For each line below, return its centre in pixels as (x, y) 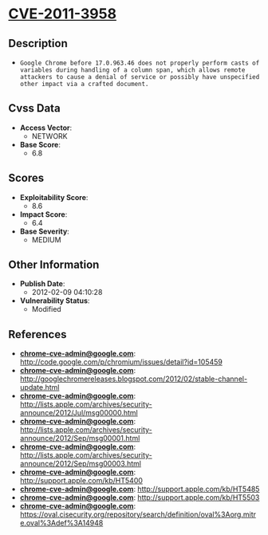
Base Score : (40, 144)
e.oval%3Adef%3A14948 (61, 523)
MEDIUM (46, 239)
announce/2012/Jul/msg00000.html (79, 413)
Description (38, 43)
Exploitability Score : (54, 197)
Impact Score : (43, 214)
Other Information (54, 265)
